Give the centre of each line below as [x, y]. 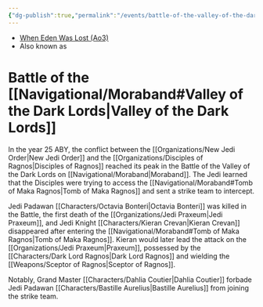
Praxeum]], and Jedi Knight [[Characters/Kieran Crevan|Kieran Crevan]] [124, 222]
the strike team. [33, 296]
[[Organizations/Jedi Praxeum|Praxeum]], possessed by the [104, 247]
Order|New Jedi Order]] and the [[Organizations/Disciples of [106, 157]
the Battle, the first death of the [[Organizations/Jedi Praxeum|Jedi [115, 214]
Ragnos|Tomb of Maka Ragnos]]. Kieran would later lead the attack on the [127, 239]
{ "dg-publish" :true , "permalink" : [63, 15]
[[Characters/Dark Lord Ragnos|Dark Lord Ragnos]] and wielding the [119, 256]
